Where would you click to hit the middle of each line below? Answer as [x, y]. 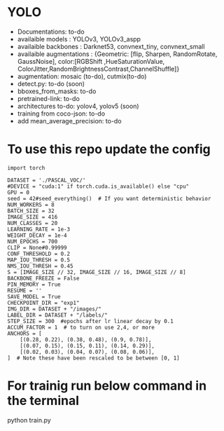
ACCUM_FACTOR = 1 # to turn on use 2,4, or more [81, 327]
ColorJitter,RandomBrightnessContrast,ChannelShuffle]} [98, 69]
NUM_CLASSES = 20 [33, 223]
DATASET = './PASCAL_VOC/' [47, 180]
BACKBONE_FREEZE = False [43, 278]
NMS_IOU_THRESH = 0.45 [40, 266]
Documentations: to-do [51, 32]
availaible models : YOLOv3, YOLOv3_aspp [79, 39]
